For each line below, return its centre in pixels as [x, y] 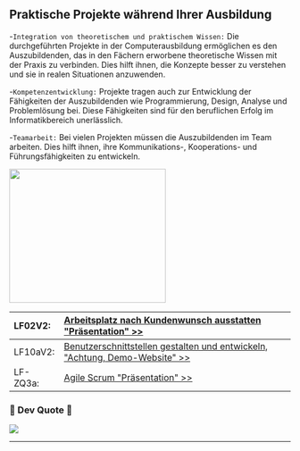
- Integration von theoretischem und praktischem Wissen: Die [124, 36]
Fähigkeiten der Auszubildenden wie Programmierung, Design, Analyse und [148, 101]
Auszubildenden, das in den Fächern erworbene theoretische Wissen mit [143, 55]
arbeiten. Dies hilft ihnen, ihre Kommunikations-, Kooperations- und [133, 146]
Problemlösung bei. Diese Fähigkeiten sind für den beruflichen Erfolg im [142, 110]
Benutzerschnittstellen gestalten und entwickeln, [166, 346]
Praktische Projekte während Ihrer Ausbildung [141, 15]
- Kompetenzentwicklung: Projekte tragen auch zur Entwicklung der [130, 91]
